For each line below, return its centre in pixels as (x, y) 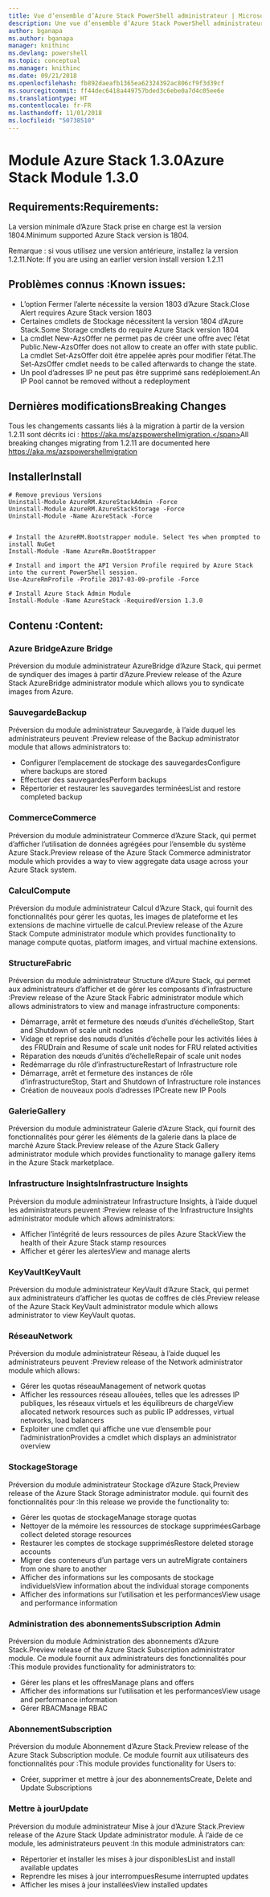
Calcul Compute (39, 891)
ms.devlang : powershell (48, 53)
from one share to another (63, 1568)
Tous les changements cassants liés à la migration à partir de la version (127, 426)
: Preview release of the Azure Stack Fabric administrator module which (126, 998)
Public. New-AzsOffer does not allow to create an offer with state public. (139, 346)
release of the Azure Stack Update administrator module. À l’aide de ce (126, 1835)
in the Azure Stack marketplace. (61, 1163)
